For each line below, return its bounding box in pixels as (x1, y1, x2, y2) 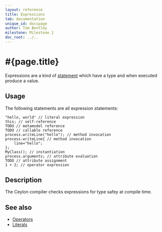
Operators (12, 216, 33, 223)
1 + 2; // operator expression (5, 162, 69, 167)
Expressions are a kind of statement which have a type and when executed (5, 72, 158, 78)
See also (5, 203, 32, 212)
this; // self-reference (5, 119, 56, 124)
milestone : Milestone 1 (5, 30, 54, 35)
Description (5, 176, 42, 185)
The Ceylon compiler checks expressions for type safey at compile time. (5, 189, 152, 195)
